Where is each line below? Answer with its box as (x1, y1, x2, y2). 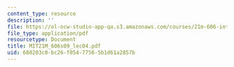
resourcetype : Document (7, 36, 77, 43)
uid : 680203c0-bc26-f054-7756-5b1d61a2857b (7, 50, 136, 57)
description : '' (7, 17, 54, 24)
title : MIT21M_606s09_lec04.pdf (7, 43, 101, 50)
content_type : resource (7, 10, 77, 17)
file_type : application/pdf (7, 29, 89, 37)
